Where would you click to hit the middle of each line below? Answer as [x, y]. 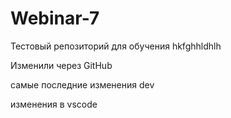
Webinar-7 [55, 18]
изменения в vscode [54, 104]
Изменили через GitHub [61, 65]
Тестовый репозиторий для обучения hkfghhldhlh [116, 46]
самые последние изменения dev [82, 84]
